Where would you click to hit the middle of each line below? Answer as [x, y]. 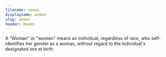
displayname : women [26, 15]
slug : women [18, 19]
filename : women [22, 10]
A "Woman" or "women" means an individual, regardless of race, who [78, 38]
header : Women [20, 24]
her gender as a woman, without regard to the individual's [86, 44]
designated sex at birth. [30, 49]
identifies [15, 44]
